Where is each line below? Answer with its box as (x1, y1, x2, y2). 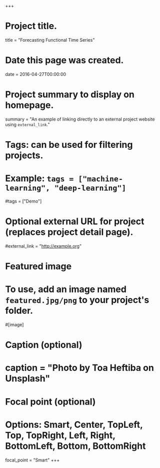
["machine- (78, 174, 123, 184)
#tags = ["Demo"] (5, 198, 42, 204)
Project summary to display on (5, 89, 135, 101)
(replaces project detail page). (5, 227, 133, 238)
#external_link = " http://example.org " (5, 243, 81, 249)
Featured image (5, 261, 71, 272)
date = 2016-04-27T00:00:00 (5, 71, 66, 77)
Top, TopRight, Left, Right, (5, 429, 116, 441)
